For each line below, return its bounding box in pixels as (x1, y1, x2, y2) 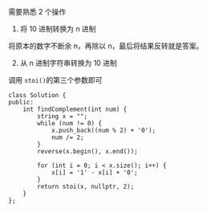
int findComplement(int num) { (22, 105, 128, 113)
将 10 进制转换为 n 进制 (19, 24, 96, 34)
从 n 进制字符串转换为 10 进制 (19, 59, 118, 67)
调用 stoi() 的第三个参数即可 (8, 75, 103, 84)
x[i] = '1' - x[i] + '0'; (51, 169, 138, 177)
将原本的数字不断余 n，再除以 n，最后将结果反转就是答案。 (8, 41, 204, 51)
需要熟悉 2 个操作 (8, 7, 67, 16)
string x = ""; (37, 112, 88, 120)
